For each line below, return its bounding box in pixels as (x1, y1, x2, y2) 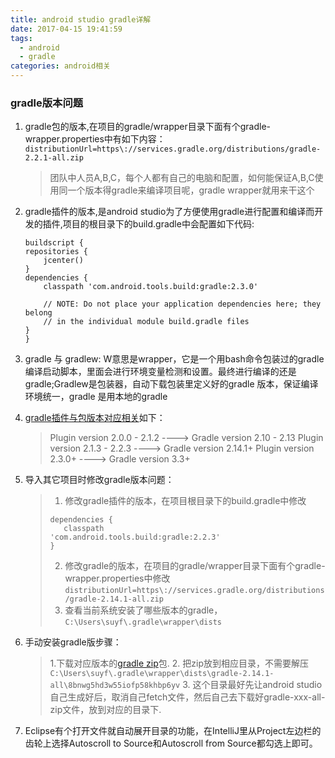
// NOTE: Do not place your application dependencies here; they (43, 299, 322, 310)
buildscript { (24, 238, 84, 248)
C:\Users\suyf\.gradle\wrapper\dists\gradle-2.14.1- (49, 669, 275, 679)
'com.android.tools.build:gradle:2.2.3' (49, 532, 221, 543)
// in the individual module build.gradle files (43, 317, 250, 327)
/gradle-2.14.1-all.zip (64, 594, 164, 605)
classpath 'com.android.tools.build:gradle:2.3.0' (43, 282, 259, 292)
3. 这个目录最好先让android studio (182, 679, 323, 691)
